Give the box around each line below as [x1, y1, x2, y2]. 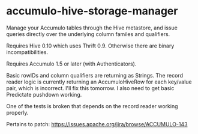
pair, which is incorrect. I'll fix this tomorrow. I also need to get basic [6, 84, 175, 91]
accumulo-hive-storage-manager [6, 4, 178, 18]
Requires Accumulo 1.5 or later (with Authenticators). [6, 60, 137, 67]
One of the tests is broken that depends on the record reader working [6, 102, 178, 109]
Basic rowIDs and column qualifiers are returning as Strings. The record [6, 72, 183, 79]
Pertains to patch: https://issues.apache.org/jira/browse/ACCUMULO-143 [6, 120, 188, 127]
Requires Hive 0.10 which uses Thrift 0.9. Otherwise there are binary [6, 42, 175, 49]
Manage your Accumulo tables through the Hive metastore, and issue [6, 24, 178, 31]
